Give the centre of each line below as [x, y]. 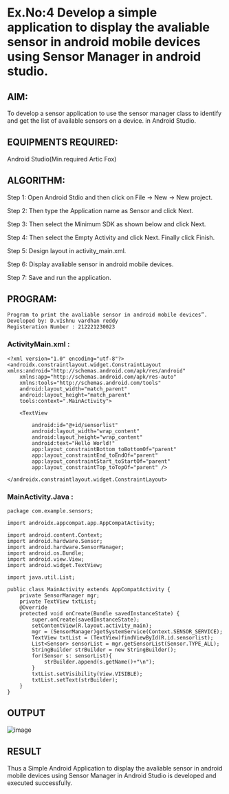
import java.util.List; [41, 577]
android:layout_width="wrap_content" [86, 431]
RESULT [24, 752]
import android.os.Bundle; [46, 553]
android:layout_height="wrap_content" [87, 437]
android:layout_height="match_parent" [75, 395]
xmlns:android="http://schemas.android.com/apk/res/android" [97, 370]
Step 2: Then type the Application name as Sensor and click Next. [100, 210]
